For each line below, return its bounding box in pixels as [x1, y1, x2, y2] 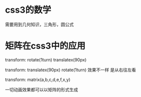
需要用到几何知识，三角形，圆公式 [5, 21, 74, 27]
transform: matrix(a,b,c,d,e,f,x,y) [5, 77, 70, 82]
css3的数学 [5, 4, 51, 16]
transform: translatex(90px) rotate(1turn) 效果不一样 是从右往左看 [5, 67, 136, 73]
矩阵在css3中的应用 [5, 40, 86, 52]
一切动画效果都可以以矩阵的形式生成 [5, 86, 78, 93]
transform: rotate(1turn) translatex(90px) [5, 57, 87, 62]
